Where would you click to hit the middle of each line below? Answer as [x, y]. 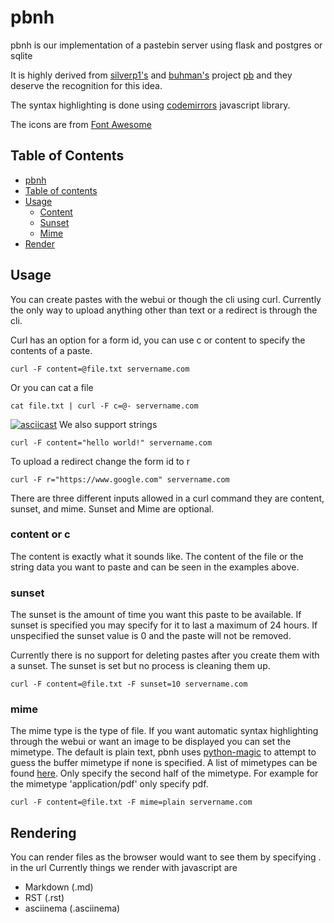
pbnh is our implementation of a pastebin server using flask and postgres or [166, 45]
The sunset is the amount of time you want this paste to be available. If [156, 615]
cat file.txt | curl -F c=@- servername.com [104, 406]
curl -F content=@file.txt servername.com [100, 369]
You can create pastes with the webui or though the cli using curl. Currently [166, 299]
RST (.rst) [44, 898]
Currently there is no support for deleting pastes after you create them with [165, 655]
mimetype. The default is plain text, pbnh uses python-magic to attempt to [163, 752]
